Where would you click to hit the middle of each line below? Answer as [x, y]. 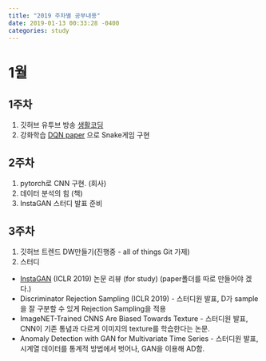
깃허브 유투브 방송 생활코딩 [62, 125]
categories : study [39, 30]
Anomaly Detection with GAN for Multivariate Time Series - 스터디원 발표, [139, 339]
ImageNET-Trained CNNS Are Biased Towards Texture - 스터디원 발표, [134, 319]
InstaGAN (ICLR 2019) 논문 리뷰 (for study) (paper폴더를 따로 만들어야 [131, 279]
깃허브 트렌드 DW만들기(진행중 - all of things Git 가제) [105, 252]
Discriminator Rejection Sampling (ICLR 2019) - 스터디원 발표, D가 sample [139, 299]
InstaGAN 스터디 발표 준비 [61, 204]
